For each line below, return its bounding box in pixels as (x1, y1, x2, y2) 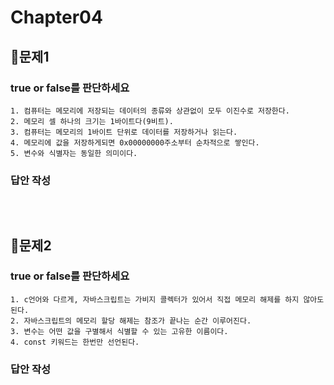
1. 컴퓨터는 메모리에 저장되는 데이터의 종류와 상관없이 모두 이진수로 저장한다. (10, 106, 290, 116)
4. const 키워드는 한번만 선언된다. (10, 337, 140, 347)
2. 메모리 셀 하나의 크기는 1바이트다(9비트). (10, 116, 174, 126)
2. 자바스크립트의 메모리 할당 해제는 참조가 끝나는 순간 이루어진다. (10, 316, 252, 326)
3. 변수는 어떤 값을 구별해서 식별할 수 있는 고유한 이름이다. (10, 326, 229, 336)
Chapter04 (10, 6, 103, 29)
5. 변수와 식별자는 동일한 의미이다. (10, 148, 138, 158)
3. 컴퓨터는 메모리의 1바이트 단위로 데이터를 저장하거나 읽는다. (10, 127, 238, 137)
